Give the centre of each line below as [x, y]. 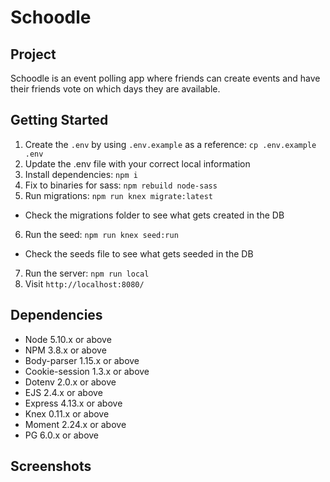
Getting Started [59, 120]
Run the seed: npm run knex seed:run [101, 234]
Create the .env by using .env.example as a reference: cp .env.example [170, 144]
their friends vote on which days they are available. [115, 89]
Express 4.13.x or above [73, 403]
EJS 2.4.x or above [63, 392]
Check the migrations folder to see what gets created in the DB [154, 215]
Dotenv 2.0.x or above [70, 382]
